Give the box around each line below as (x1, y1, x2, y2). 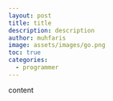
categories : (8, 56, 48, 64)
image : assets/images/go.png (8, 41, 106, 49)
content (8, 85, 34, 95)
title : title (8, 19, 52, 27)
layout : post (8, 11, 52, 20)
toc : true (8, 49, 42, 56)
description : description (8, 26, 95, 34)
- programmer (15, 64, 59, 72)
